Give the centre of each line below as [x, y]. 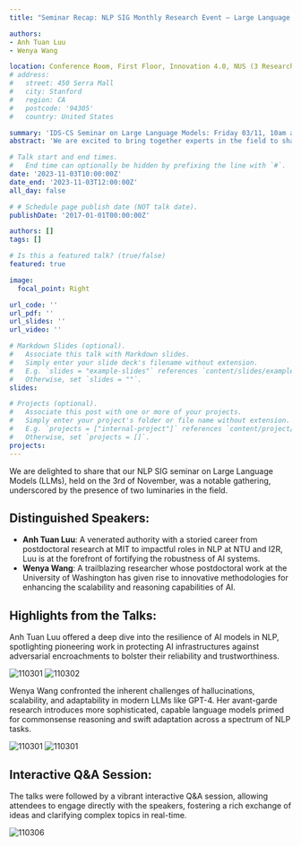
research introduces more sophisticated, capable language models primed [147, 710]
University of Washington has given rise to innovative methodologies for [155, 578]
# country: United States [62, 117]
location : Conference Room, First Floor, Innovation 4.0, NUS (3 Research [152, 67]
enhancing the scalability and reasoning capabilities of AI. [129, 587]
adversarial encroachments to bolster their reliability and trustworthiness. [145, 656]
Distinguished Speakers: [80, 518]
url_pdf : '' [31, 313]
